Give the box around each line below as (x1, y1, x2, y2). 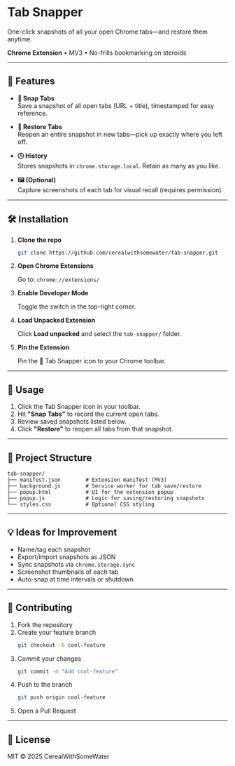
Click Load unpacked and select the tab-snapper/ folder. (17, 330, 182, 338)
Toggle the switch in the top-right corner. (17, 302, 136, 311)
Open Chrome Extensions (17, 262, 94, 270)
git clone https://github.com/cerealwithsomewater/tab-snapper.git (17, 249, 218, 256)
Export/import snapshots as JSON (17, 552, 116, 561)
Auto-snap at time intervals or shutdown (17, 574, 134, 583)
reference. (17, 109, 48, 117)
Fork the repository (17, 620, 73, 629)
